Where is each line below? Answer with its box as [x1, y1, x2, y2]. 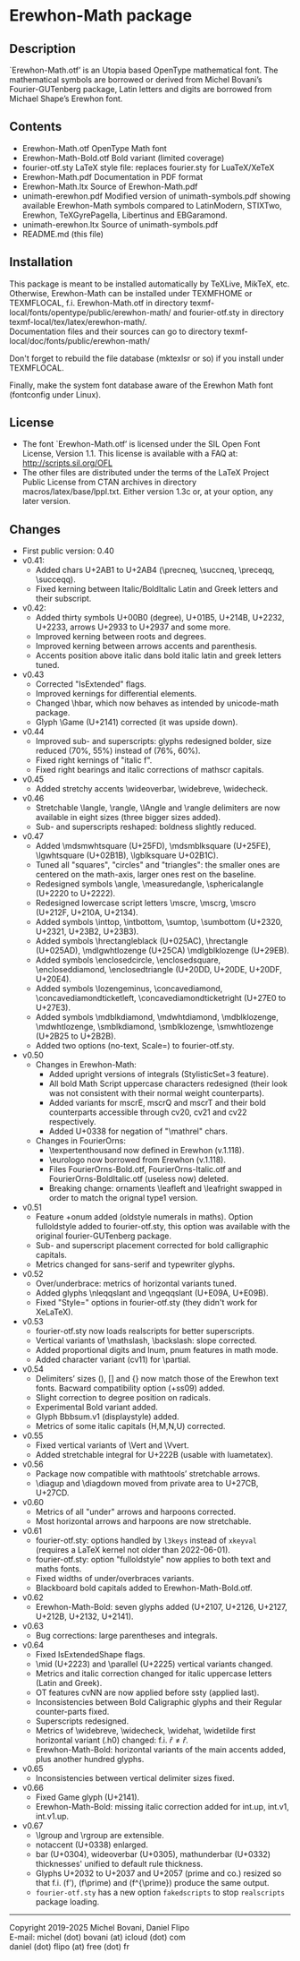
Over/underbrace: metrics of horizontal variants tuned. [35, 1278, 237, 1289]
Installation [9, 254, 73, 270]
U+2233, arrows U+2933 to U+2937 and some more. [35, 621, 231, 632]
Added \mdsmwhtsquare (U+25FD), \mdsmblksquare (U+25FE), [35, 841, 271, 852]
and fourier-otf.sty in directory [172, 306, 284, 318]
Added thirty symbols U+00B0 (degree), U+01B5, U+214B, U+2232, [35, 612, 285, 623]
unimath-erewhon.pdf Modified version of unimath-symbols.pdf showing [21, 190, 291, 201]
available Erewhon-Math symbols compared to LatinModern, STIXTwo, [21, 200, 283, 210]
